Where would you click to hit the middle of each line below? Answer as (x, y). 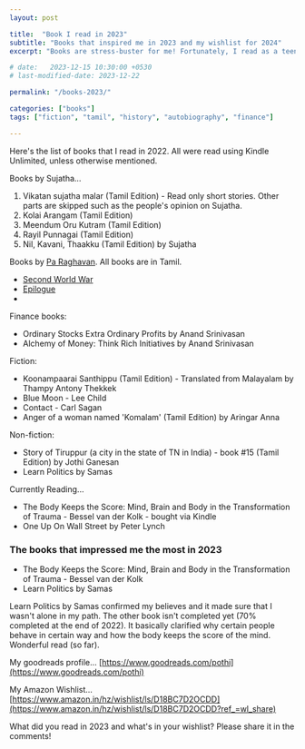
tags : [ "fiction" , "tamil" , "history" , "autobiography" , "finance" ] (142, 117)
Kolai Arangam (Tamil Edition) (78, 215)
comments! (30, 735)
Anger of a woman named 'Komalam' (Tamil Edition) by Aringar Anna (151, 417)
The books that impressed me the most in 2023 (116, 549)
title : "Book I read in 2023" (69, 34)
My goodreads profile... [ (56, 662)
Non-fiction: (32, 434)
